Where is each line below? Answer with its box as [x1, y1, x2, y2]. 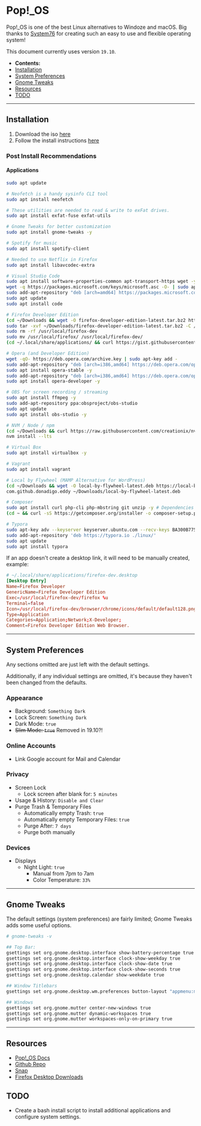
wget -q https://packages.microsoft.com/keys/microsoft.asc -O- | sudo [6, 284, 188, 290]
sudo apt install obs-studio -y [6, 411, 87, 417]
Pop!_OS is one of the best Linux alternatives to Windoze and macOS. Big [6, 23, 187, 31]
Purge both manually [23, 828, 75, 835]
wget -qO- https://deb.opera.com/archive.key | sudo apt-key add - [6, 356, 178, 362]
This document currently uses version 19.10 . [6, 47, 116, 55]
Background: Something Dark [14, 707, 86, 715]
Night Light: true [23, 864, 65, 871]
